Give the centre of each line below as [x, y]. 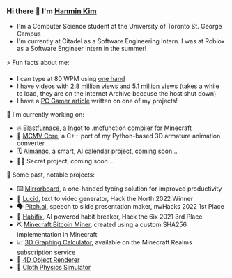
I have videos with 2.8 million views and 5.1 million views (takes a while [118, 86]
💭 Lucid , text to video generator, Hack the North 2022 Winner [105, 199]
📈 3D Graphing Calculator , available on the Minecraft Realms [104, 242]
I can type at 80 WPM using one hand [71, 79]
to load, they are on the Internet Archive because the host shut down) [116, 94]
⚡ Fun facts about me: [38, 63]
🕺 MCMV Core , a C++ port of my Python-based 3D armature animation [118, 136]
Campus [29, 34]
